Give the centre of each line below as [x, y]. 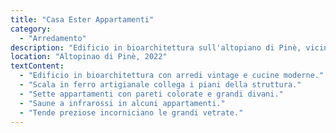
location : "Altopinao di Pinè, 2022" [89, 57]
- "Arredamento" [53, 38]
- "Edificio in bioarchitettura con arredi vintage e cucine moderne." [172, 76]
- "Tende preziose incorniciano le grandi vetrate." [131, 112]
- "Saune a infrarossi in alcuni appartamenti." [122, 103]
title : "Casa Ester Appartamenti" [82, 19]
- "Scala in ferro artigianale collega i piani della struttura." [160, 85]
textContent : [37, 66]
